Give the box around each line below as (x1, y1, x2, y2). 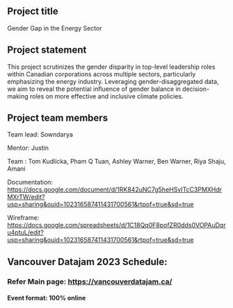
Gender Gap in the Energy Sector (7, 24, 102, 32)
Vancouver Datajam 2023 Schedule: (7, 256, 168, 268)
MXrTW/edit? (7, 193, 45, 201)
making (7, 92, 29, 100)
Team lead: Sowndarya (7, 130, 73, 139)
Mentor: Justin (7, 144, 49, 152)
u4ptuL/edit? (7, 228, 44, 237)
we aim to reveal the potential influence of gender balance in (7, 85, 181, 93)
